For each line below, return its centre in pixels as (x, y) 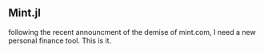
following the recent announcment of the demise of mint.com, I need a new (132, 32)
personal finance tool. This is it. (60, 40)
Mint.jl (25, 13)
